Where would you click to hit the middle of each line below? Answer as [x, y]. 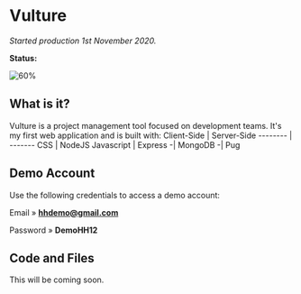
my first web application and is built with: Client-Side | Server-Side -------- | [151, 135]
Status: [23, 58]
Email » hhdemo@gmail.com [64, 212]
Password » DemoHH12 [54, 230]
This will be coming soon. [57, 280]
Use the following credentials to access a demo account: [115, 195]
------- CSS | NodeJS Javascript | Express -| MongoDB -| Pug [125, 144]
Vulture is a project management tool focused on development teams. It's [146, 125]
